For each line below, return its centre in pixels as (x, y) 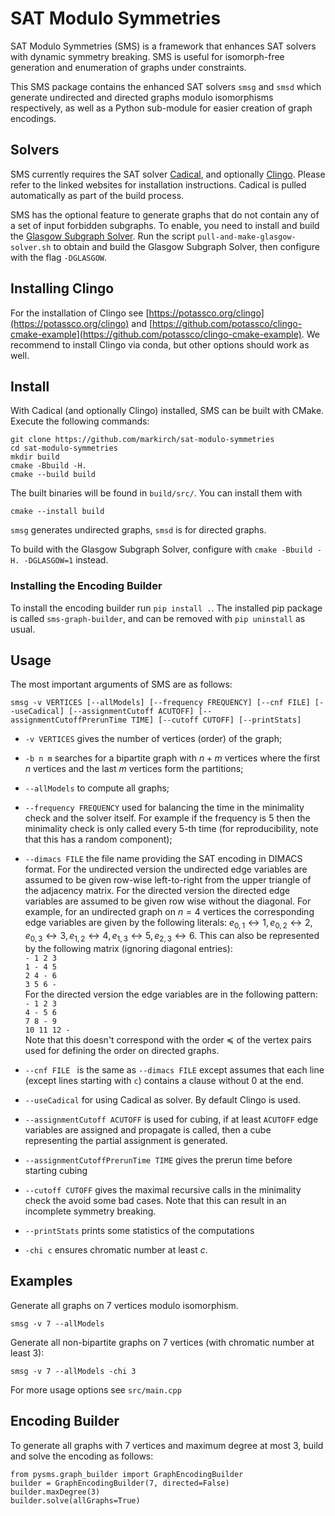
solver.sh (31, 247)
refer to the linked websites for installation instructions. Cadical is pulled (158, 184)
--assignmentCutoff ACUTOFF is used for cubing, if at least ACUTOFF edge (171, 1119)
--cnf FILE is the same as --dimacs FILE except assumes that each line (174, 1070)
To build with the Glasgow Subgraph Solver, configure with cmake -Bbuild (161, 549)
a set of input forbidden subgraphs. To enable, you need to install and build (165, 225)
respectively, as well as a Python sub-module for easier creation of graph (161, 108)
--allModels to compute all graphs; (97, 788)
